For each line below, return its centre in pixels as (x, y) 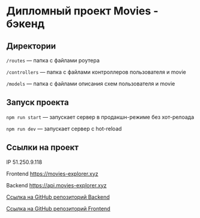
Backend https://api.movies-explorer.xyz (56, 185)
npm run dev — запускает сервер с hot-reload (64, 129)
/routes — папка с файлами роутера (53, 60)
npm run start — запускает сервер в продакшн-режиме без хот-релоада (100, 117)
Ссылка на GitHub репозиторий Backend (58, 197)
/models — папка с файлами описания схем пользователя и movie (91, 83)
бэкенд (26, 24)
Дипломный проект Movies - (82, 11)
